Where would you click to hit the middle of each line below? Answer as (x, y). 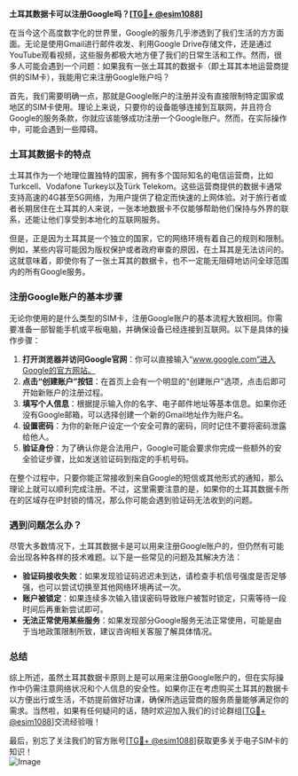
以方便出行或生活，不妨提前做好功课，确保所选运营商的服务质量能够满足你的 (149, 700)
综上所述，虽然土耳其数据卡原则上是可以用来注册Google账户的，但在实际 (143, 678)
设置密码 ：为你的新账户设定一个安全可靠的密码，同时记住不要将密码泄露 (154, 426)
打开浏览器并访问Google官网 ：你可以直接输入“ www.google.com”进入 (149, 359)
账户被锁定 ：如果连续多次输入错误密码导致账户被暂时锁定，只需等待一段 (154, 598)
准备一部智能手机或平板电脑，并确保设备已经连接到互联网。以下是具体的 (149, 329)
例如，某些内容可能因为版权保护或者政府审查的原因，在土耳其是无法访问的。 (149, 250)
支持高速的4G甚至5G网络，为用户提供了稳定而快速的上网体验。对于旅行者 (144, 198)
